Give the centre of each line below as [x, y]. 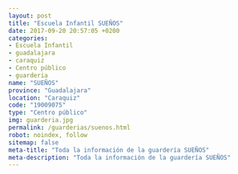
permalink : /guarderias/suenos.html [69, 127]
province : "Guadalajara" [50, 90]
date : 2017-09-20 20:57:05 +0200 [64, 30]
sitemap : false [34, 142]
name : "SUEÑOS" [34, 83]
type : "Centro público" [48, 113]
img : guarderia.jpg [41, 120]
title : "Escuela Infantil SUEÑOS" [66, 23]
